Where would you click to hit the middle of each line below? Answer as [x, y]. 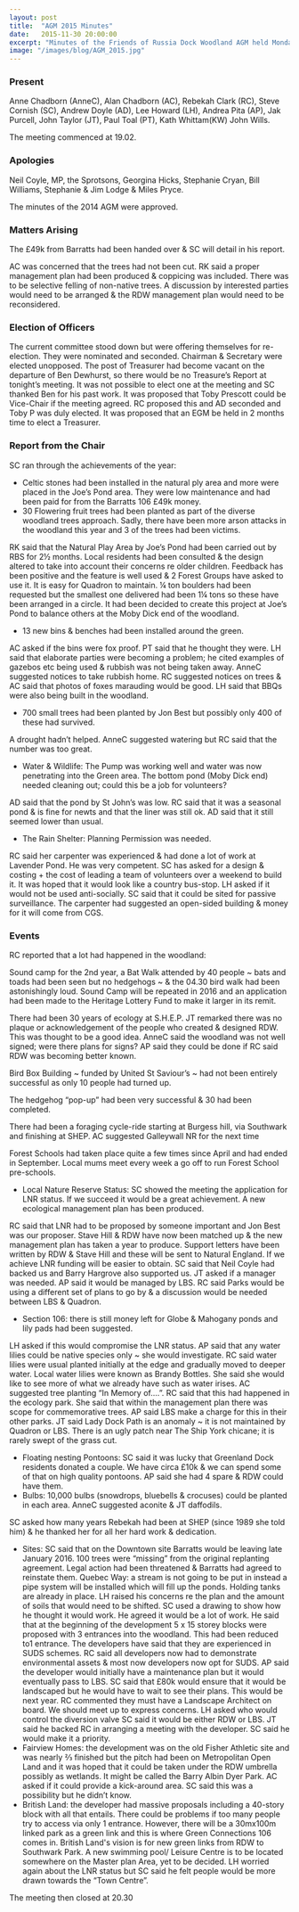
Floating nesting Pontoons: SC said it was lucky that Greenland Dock [148, 1457]
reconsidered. [35, 305]
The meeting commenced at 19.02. [73, 137]
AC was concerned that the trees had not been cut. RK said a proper [134, 267]
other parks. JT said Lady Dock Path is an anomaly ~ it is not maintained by [148, 1421]
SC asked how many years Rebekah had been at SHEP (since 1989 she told [147, 1522]
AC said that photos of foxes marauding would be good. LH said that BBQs [146, 685]
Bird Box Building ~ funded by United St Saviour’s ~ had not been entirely [143, 1073]
